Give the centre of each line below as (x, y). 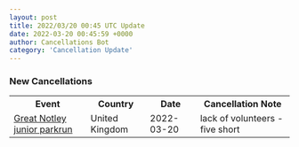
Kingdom (109, 129)
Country (116, 104)
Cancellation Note (242, 104)
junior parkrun (43, 129)
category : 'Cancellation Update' (71, 50)
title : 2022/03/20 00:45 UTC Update (77, 26)
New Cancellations (51, 81)
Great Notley (40, 119)
